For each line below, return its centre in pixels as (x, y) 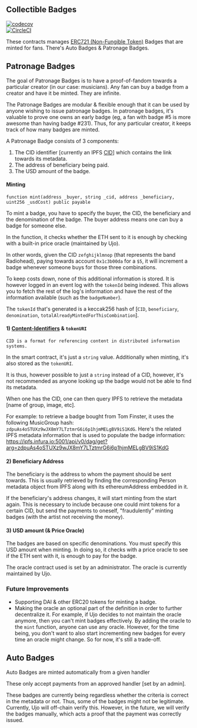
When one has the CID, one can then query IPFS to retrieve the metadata (94, 399)
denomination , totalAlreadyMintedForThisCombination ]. (73, 315)
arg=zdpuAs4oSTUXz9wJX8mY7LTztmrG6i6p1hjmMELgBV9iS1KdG (88, 448)
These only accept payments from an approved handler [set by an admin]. (96, 683)
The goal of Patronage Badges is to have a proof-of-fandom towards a (91, 80)
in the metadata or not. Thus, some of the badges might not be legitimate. (96, 701)
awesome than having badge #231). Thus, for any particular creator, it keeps (98, 123)
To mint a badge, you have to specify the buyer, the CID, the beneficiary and (98, 213)
